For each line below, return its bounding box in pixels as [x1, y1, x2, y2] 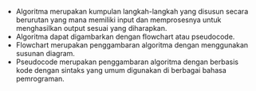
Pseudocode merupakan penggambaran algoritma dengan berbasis [15, 57, 239, 66]
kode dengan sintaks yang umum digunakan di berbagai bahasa [15, 66, 227, 74]
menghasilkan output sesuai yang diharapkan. [15, 24, 167, 32]
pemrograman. [15, 74, 65, 83]
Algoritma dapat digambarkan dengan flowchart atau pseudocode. [15, 32, 235, 41]
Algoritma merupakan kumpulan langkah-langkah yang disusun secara [15, 7, 249, 16]
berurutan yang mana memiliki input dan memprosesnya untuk [15, 15, 222, 25]
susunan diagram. [15, 49, 76, 58]
